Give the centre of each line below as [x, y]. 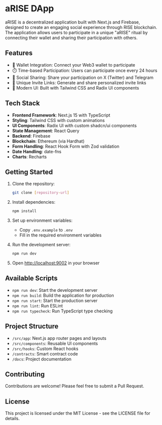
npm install [24, 211]
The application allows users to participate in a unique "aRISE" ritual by [76, 32]
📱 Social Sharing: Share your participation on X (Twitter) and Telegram [83, 77]
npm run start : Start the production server [55, 300]
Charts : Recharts [30, 157]
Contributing [25, 374]
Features [19, 53]
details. [12, 419]
